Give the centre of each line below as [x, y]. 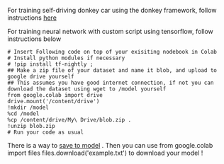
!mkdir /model [28, 107]
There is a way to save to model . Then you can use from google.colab [110, 145]
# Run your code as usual [45, 132]
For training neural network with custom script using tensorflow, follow [111, 31]
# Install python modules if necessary [66, 58]
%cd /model [23, 114]
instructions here [32, 18]
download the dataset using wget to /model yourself [87, 89]
